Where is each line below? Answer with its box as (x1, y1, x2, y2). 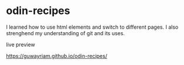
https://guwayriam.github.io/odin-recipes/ (6, 52, 107, 59)
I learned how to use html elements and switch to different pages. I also (6, 23, 179, 30)
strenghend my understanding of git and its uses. (6, 29, 125, 36)
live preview (6, 41, 35, 48)
